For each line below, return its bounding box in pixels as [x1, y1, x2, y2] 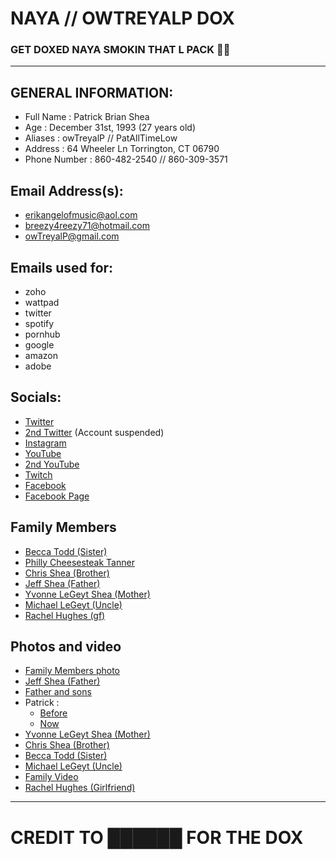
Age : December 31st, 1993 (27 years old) [24, 122, 196, 134]
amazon [24, 349, 58, 361]
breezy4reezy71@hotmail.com [24, 220, 150, 232]
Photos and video [10, 638, 122, 655]
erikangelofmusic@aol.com [24, 209, 138, 221]
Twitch [24, 468, 53, 481]
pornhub [24, 328, 61, 340]
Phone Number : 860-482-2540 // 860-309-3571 [24, 153, 228, 166]
